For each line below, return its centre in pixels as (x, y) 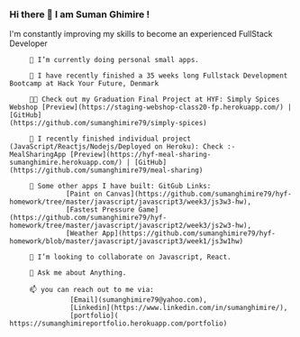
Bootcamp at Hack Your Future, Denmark (84, 84)
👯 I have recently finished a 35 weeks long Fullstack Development (159, 76)
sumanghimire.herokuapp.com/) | (70, 163)
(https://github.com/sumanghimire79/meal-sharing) (106, 170)
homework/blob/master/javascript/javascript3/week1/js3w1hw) (127, 241)
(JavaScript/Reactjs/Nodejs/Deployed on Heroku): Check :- (123, 147)
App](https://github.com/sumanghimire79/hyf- (189, 233)
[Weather (82, 233)
